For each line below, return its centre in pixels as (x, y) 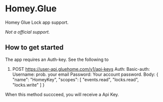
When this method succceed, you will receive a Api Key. (62, 94)
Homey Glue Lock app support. (37, 22)
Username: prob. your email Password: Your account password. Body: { (85, 74)
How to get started (34, 48)
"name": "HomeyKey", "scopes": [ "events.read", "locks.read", (76, 79)
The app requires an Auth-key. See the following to (57, 59)
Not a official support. (28, 32)
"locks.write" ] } (28, 85)
